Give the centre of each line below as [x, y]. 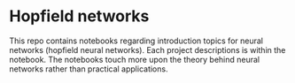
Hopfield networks [79, 16]
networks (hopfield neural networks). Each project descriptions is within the [147, 49]
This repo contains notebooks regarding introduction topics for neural [136, 41]
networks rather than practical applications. [89, 69]
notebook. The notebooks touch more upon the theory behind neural [135, 59]
